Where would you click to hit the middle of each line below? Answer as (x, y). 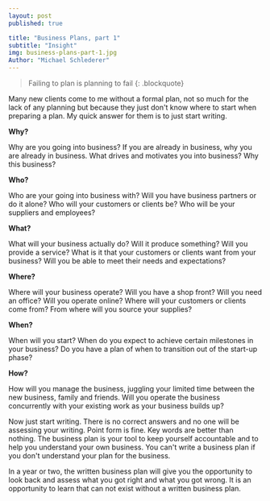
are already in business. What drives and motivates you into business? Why (134, 155)
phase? (21, 358)
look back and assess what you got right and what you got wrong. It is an (130, 480)
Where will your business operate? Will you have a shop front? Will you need (135, 292)
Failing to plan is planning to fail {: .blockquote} (106, 83)
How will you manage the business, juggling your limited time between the (132, 389)
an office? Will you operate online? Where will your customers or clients (127, 300)
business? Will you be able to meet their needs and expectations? (117, 261)
